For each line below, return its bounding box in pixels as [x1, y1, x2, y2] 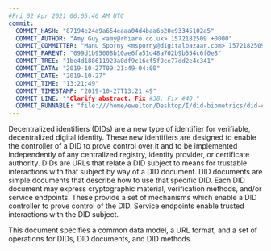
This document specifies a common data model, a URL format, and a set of [8, 225, 258, 235]
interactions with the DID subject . [8, 210, 119, 220]
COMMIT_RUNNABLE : [15, 102, 74, 110]
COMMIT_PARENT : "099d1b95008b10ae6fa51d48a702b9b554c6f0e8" [15, 49, 222, 57]
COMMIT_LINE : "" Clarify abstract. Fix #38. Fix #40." [15, 94, 200, 102]
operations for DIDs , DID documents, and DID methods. [8, 234, 192, 244]
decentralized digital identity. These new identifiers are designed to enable [8, 132, 256, 142]
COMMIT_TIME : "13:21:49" [15, 79, 99, 87]
